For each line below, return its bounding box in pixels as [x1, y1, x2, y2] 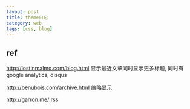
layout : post [6, 8, 39, 15]
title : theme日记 [6, 14, 48, 20]
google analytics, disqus [6, 72, 67, 79]
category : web [6, 20, 42, 26]
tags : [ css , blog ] [6, 25, 53, 32]
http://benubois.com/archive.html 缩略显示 [6, 84, 113, 91]
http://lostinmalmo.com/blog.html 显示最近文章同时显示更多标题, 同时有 [6, 64, 184, 72]
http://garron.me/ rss [6, 96, 59, 103]
